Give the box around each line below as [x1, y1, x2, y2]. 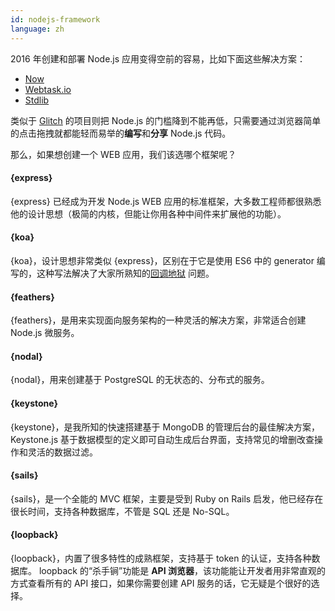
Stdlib [24, 94, 50, 106]
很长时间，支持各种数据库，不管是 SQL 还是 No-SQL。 [10, 505, 235, 517]
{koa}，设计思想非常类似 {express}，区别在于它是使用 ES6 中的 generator [10, 254, 315, 266]
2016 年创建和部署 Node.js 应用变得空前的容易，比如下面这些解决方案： [10, 52, 307, 65]
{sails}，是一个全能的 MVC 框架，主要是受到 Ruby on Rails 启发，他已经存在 [10, 492, 324, 505]
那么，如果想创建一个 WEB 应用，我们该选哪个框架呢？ [10, 148, 237, 160]
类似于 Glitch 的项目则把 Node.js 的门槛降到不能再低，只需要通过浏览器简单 [10, 114, 322, 126]
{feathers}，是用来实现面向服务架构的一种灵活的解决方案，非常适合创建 [10, 314, 307, 326]
